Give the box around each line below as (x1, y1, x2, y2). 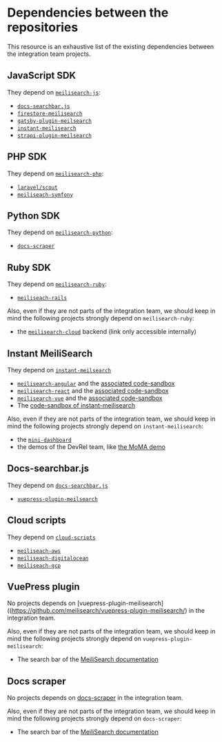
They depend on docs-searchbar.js (7, 481, 108, 489)
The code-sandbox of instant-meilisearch (17, 401, 136, 409)
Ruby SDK (7, 261, 52, 274)
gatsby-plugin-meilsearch (17, 117, 92, 124)
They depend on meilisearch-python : (7, 228, 113, 236)
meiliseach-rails (17, 295, 68, 302)
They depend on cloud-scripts (7, 533, 96, 541)
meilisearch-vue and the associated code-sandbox (17, 394, 163, 402)
